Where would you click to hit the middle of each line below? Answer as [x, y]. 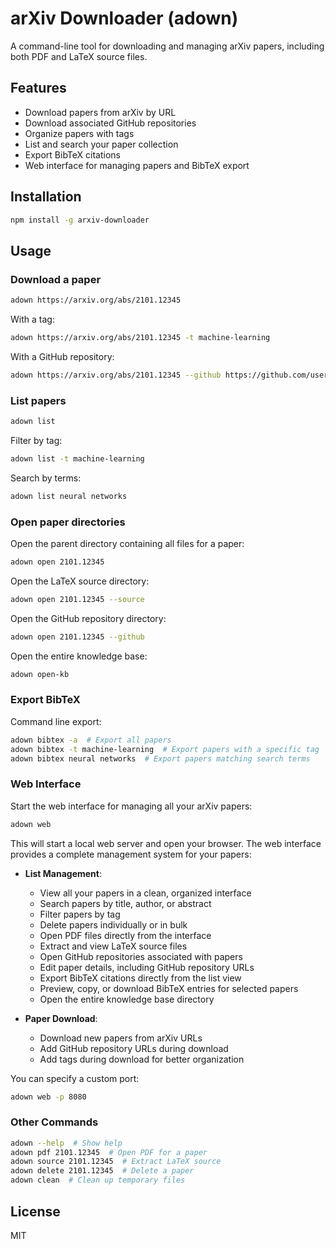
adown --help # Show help [66, 1143]
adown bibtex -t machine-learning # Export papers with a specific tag [165, 749]
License [35, 1211]
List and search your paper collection [101, 144]
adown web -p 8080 [48, 1097]
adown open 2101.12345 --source [77, 599]
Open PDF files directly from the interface [125, 935]
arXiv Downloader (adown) [124, 18]
